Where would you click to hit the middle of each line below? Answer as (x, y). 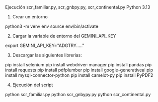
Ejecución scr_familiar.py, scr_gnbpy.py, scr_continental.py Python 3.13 (78, 7)
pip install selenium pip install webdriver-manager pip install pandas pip (79, 65)
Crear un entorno (30, 17)
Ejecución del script (33, 85)
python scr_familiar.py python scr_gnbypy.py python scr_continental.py (78, 94)
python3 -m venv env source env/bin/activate (52, 26)
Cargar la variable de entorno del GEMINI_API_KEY (64, 36)
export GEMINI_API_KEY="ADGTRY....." (45, 46)
